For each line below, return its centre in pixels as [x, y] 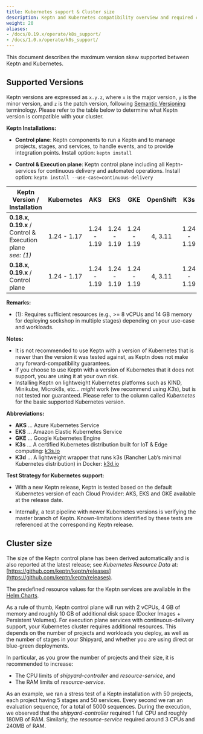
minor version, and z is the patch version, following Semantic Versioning [96, 103]
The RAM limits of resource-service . [60, 682]
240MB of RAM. [26, 726]
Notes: [15, 338]
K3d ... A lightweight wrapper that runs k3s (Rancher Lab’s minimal [98, 457]
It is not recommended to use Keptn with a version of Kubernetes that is [105, 350]
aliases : [17, 29]
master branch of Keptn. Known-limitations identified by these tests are [104, 518]
